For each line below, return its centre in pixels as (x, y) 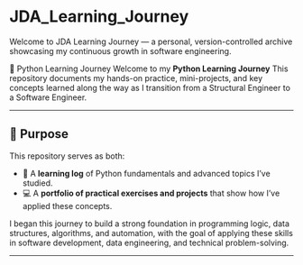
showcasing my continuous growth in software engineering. (120, 50)
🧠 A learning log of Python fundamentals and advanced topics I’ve (146, 173)
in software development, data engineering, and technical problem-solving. (149, 242)
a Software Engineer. (48, 97)
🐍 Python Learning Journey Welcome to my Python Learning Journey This (149, 69)
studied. (37, 183)
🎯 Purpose (39, 134)
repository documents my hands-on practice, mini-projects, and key (136, 78)
